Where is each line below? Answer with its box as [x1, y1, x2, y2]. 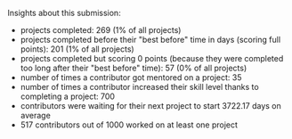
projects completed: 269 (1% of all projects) [20, 25, 182, 35]
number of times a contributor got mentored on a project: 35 [20, 72, 242, 83]
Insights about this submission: [7, 8, 121, 18]
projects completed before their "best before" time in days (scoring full [20, 35, 281, 45]
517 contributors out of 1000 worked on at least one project [20, 119, 239, 130]
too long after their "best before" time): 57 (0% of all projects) [20, 62, 247, 73]
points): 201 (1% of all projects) [20, 44, 134, 54]
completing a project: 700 [20, 91, 116, 102]
